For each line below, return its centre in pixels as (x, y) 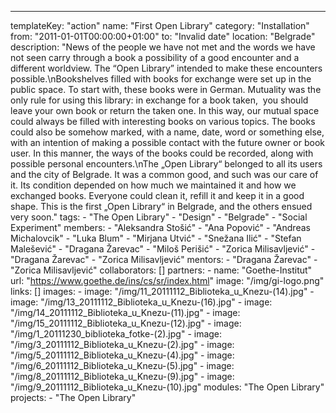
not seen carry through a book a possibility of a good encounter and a (155, 57)
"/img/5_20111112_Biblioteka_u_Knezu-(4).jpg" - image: (122, 355)
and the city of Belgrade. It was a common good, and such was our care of (164, 174)
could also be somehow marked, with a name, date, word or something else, (167, 132)
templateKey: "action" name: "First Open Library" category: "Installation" (160, 25)
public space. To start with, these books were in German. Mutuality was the (166, 89)
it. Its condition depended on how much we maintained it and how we (153, 185)
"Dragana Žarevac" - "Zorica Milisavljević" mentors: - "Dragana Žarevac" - (164, 259)
